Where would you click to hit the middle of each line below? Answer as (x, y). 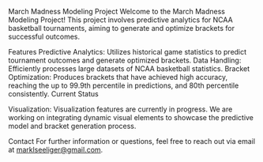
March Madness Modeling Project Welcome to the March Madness (116, 11)
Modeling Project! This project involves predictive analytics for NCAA (120, 20)
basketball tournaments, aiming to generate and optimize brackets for (122, 28)
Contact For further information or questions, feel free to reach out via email (131, 141)
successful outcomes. (44, 36)
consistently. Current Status (53, 94)
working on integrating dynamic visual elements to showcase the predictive (131, 117)
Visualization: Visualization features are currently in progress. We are (120, 109)
